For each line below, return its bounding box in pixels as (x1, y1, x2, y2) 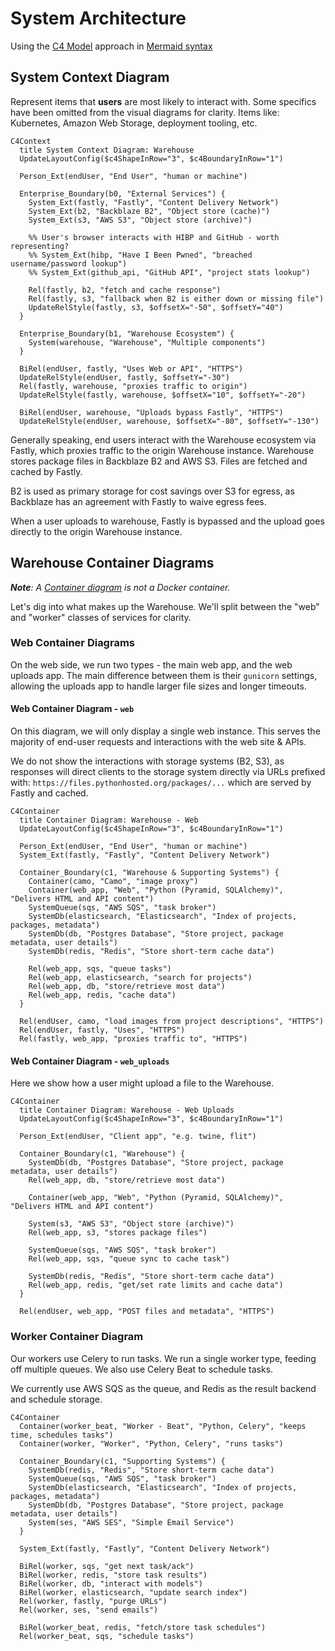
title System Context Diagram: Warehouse (19, 145, 195, 155)
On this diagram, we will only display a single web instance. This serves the (10, 725, 321, 737)
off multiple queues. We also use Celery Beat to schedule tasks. (10, 1363, 274, 1375)
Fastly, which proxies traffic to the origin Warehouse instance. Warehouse (10, 444, 315, 456)
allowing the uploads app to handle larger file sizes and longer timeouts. (10, 680, 307, 692)
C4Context (10, 136, 52, 146)
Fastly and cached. (10, 787, 89, 799)
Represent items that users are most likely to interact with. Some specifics (10, 95, 317, 107)
